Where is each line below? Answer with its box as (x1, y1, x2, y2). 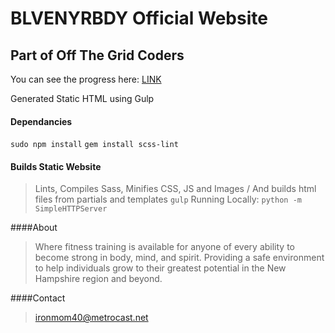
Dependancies (10, 115, 73, 127)
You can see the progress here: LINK (10, 73, 162, 85)
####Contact (10, 292, 66, 304)
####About (10, 222, 58, 234)
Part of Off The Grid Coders (10, 47, 185, 64)
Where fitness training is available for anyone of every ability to (34, 241, 295, 253)
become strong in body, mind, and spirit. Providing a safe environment (34, 252, 325, 264)
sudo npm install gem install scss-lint (10, 140, 179, 150)
